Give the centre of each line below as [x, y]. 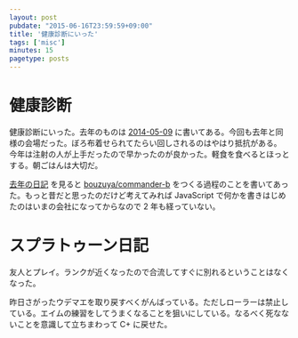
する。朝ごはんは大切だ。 [56, 165]
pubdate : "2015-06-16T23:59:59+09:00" [81, 26]
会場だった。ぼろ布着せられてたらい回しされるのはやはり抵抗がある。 [153, 142]
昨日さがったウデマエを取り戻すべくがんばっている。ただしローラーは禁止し [149, 302]
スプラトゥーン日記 [79, 246]
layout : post [33, 17]
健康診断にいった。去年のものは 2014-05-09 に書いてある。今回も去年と [142, 132]
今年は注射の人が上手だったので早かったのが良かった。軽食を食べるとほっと [149, 154]
